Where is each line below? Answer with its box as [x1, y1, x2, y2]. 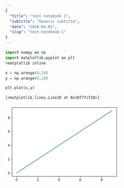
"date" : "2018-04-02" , [10, 24, 57, 29]
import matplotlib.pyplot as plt [5, 55, 75, 60]
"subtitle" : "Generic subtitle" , [10, 19, 80, 24]
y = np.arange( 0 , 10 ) [5, 76, 49, 81]
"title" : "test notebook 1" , [10, 13, 71, 19]
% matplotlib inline [5, 61, 46, 66]
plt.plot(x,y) [5, 85, 35, 90]
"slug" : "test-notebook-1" [10, 29, 66, 35]
